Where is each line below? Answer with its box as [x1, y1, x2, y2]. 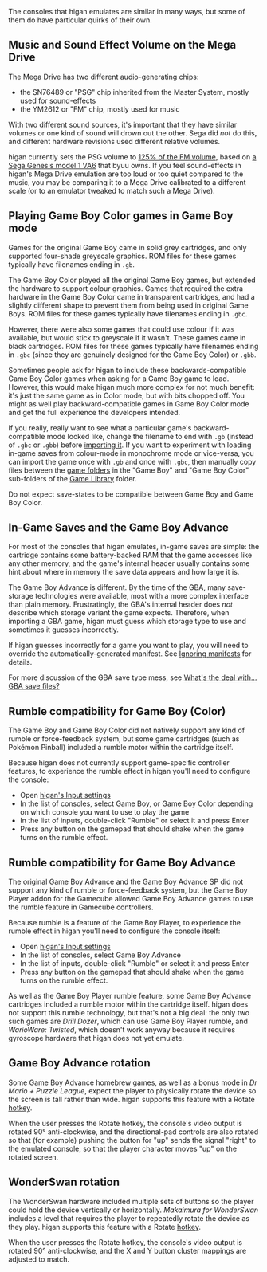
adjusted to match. [8, 1254, 70, 1264]
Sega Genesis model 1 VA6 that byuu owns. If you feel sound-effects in [8, 160, 241, 170]
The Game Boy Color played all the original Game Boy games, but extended [8, 275, 257, 285]
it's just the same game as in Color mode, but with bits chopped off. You [8, 391, 245, 400]
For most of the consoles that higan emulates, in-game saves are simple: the [8, 542, 260, 552]
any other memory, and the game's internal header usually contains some [8, 559, 250, 568]
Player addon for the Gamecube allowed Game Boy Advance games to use [8, 894, 253, 904]
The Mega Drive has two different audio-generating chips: [8, 72, 199, 81]
